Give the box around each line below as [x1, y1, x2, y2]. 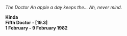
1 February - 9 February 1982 [5, 25, 68, 31]
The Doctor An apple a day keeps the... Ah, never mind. [5, 5, 122, 10]
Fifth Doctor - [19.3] [5, 20, 48, 25]
